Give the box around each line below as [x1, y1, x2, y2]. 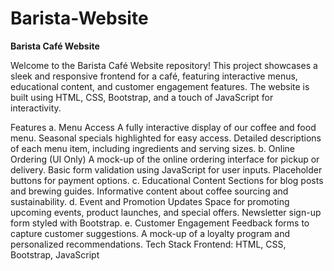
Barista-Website [10, 7, 149, 30]
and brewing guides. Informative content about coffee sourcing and [10, 185, 289, 197]
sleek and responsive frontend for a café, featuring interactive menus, [10, 70, 298, 82]
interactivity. [10, 102, 62, 114]
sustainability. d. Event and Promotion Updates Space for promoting [10, 195, 290, 207]
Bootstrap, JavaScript [10, 248, 100, 261]
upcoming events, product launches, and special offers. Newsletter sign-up [10, 206, 322, 218]
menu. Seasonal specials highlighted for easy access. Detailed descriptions [10, 132, 322, 144]
